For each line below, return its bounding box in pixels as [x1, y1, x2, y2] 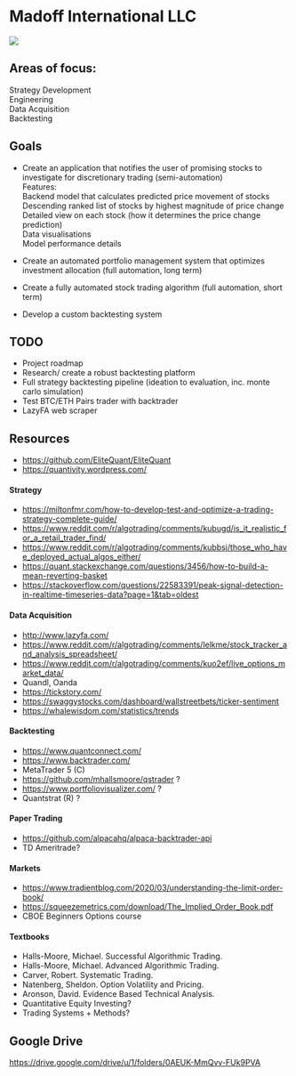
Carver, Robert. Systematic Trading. [21, 970, 154, 981]
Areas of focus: [9, 61, 97, 77]
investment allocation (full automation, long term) [21, 264, 203, 275]
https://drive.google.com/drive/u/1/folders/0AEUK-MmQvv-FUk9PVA [9, 1057, 260, 1068]
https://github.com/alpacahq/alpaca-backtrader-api [21, 833, 212, 843]
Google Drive [9, 1033, 84, 1048]
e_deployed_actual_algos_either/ [21, 552, 141, 562]
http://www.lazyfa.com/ [21, 629, 109, 640]
